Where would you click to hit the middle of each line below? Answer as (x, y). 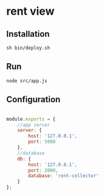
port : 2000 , (43, 170)
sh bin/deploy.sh (28, 48)
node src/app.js (27, 81)
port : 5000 (42, 142)
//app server (34, 125)
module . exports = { (31, 119)
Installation (28, 34)
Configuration (33, 100)
